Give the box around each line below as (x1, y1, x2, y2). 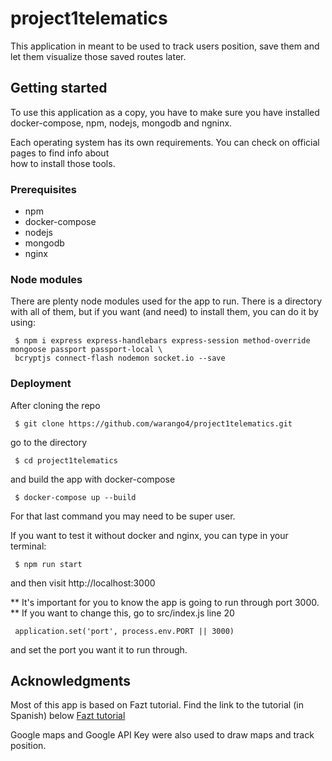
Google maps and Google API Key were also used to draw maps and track (10, 729, 315, 741)
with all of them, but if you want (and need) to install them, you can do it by (10, 306, 319, 318)
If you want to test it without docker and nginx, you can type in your (10, 529, 289, 541)
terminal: (10, 540, 47, 552)
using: (10, 317, 36, 329)
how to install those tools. (10, 157, 116, 169)
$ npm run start (14, 559, 83, 569)
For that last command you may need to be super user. (10, 510, 236, 522)
